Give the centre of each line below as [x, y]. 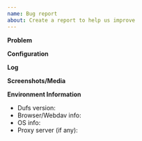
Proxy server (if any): [47, 130]
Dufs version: [36, 107]
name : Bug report [32, 14]
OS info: [29, 122]
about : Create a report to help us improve [71, 20]
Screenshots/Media [37, 80]
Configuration [28, 54]
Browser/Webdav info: [49, 115]
